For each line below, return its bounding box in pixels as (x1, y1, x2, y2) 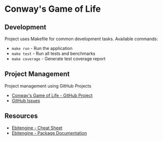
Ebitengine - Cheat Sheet (11, 125, 63, 131)
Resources (4, 112, 38, 120)
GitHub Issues (11, 97, 40, 103)
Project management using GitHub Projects (4, 83, 91, 89)
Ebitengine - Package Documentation (11, 130, 87, 136)
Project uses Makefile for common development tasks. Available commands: (4, 36, 158, 42)
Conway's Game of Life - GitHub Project (11, 92, 93, 98)
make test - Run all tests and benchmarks (11, 50, 96, 56)
